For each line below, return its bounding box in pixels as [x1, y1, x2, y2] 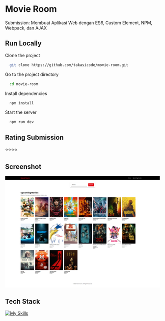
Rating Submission [5, 133, 64, 141]
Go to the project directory [5, 71, 59, 77]
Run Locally [5, 39, 42, 48]
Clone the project [5, 52, 40, 58]
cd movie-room [9, 81, 38, 87]
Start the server [5, 109, 37, 115]
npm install [9, 100, 34, 105]
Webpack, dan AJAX [5, 25, 47, 31]
